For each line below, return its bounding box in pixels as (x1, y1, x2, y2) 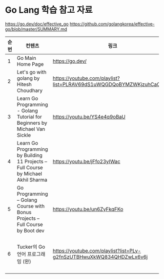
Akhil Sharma (17, 176, 48, 183)
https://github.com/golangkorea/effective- (69, 21, 155, 27)
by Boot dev (17, 227, 45, 234)
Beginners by (17, 119, 47, 126)
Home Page (17, 61, 44, 68)
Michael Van (17, 125, 45, 132)
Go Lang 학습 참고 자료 (5, 4, 93, 16)
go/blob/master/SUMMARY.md (5, 26, 67, 32)
